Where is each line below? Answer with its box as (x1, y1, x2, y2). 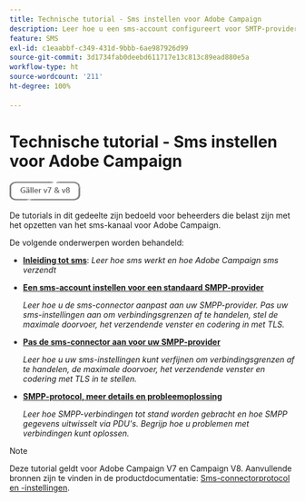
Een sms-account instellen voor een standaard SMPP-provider (22, 281, 265, 292)
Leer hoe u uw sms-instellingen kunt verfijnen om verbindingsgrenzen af (22, 354, 295, 365)
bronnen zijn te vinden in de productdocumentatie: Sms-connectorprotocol (9, 472, 290, 483)
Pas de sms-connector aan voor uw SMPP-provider (22, 336, 221, 347)
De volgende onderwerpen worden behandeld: (9, 237, 184, 248)
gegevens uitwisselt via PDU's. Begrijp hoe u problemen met (22, 418, 250, 428)
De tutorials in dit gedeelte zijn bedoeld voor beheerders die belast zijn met (9, 210, 290, 221)
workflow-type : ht (9, 63, 79, 72)
